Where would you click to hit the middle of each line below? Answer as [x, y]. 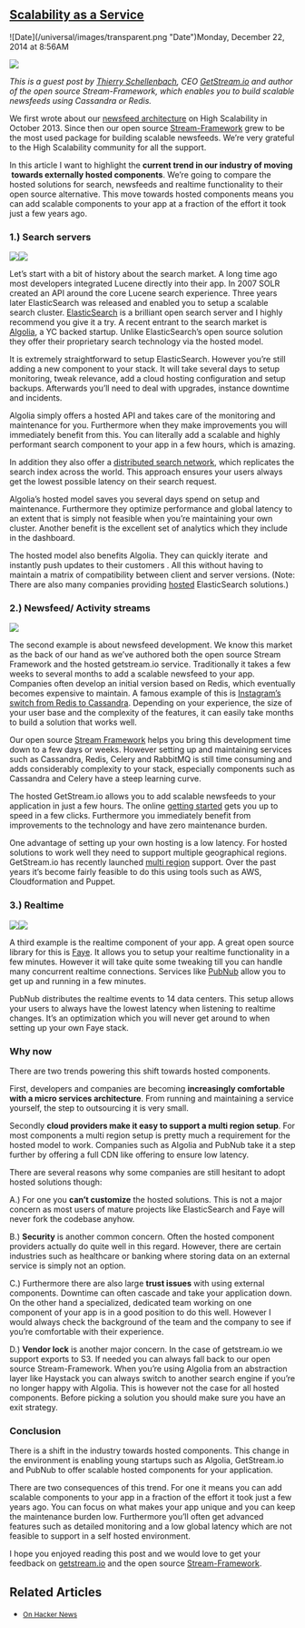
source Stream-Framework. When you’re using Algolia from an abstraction [148, 1369]
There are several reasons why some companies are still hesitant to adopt [148, 1172]
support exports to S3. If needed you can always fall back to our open [140, 1359]
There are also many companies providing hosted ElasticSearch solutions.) [149, 585]
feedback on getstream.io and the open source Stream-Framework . [136, 1563]
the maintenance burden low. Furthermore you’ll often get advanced [137, 1517]
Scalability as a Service [77, 15]
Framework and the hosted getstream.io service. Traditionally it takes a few [150, 665]
